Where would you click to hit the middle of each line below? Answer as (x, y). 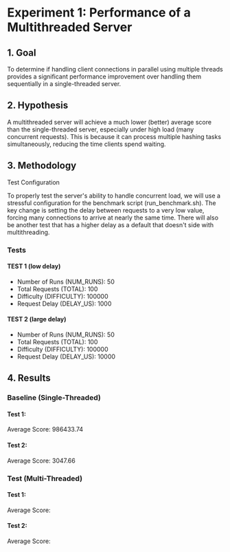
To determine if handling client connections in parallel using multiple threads (115, 69)
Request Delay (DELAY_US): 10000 (66, 357)
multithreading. (28, 232)
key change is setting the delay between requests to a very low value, (106, 210)
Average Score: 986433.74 (45, 429)
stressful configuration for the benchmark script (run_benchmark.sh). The (112, 203)
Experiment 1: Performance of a (99, 13)
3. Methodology (42, 166)
